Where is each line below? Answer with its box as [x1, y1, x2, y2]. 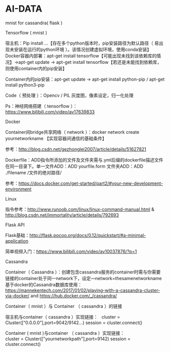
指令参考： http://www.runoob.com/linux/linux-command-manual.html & [5, 206, 155, 212]
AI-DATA [5, 3, 42, 15]
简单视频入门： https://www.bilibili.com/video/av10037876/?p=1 [5, 248, 137, 254]
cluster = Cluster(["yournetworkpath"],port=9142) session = [5, 335, 131, 342]
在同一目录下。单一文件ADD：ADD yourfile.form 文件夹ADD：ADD [5, 163, 144, 169]
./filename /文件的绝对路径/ [5, 169, 62, 175]
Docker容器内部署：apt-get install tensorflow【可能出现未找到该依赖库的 [5, 53, 157, 59]
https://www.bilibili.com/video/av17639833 [5, 108, 95, 114]
